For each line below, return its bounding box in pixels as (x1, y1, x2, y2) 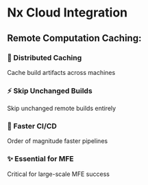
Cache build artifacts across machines (7, 68, 116, 76)
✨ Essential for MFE (7, 154, 74, 164)
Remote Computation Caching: (7, 32, 142, 44)
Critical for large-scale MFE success (7, 170, 110, 178)
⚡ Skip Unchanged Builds (7, 86, 92, 96)
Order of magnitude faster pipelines (7, 137, 108, 145)
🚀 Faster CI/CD (7, 122, 57, 131)
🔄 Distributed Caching (7, 53, 82, 63)
